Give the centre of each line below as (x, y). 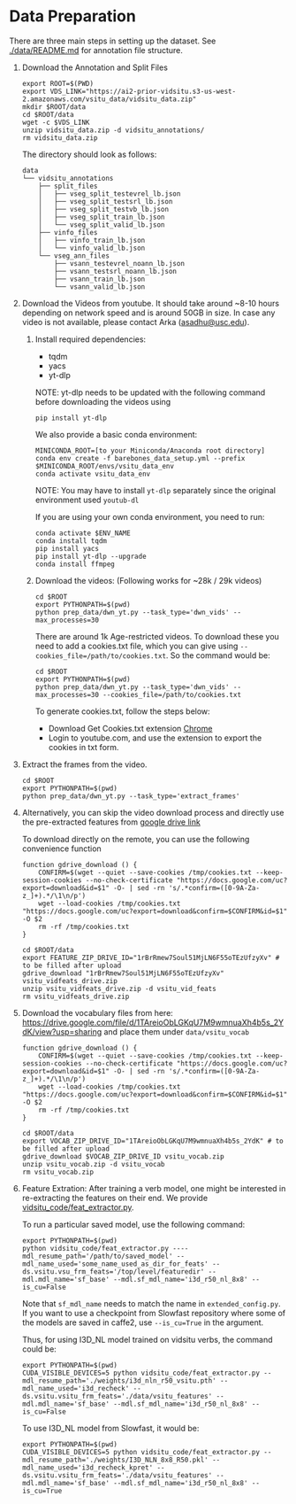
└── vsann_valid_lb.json (100, 287)
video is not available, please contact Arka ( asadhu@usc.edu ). (136, 322)
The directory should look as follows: (89, 154)
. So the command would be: (218, 655)
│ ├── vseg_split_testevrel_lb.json (110, 194)
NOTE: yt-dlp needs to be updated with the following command (150, 392)
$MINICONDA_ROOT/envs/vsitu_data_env (105, 466)
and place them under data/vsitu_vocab (177, 1031)
